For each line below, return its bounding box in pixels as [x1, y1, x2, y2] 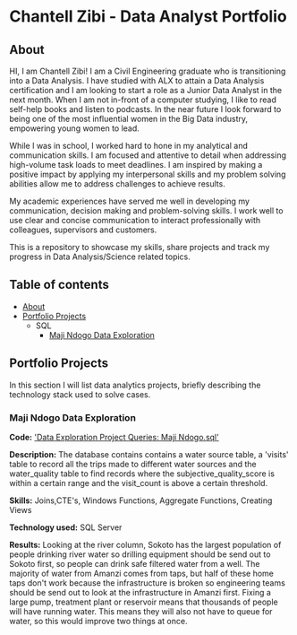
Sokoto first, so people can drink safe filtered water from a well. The [9, 558, 261, 569]
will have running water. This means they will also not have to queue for [9, 605, 273, 616]
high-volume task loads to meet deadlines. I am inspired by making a [9, 160, 263, 170]
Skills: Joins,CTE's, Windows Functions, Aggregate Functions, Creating [9, 495, 273, 506]
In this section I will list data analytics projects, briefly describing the [9, 379, 261, 390]
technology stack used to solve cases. [9, 388, 151, 400]
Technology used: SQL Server [9, 522, 123, 533]
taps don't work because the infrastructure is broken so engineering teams [9, 577, 286, 588]
